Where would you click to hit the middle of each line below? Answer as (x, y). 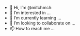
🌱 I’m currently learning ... (35, 18)
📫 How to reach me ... (32, 28)
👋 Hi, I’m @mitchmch (31, 8)
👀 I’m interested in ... (30, 13)
